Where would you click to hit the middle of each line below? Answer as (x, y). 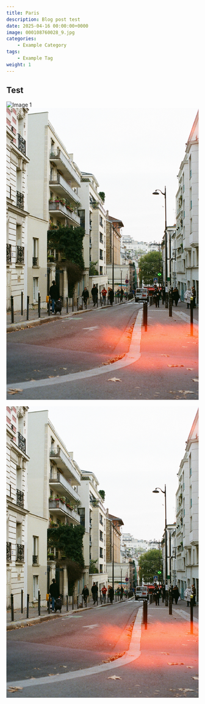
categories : (21, 39)
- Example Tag (35, 58)
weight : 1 (19, 64)
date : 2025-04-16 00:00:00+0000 (47, 26)
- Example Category (42, 45)
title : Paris (23, 13)
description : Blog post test (43, 19)
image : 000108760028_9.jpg (41, 32)
